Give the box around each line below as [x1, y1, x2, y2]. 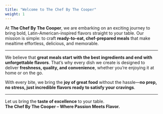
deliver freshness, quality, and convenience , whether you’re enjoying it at [5, 65, 154, 70]
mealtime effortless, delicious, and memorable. [5, 40, 99, 46]
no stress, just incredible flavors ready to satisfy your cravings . [5, 84, 135, 90]
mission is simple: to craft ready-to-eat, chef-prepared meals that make [5, 35, 150, 41]
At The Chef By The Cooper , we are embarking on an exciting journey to [5, 25, 150, 31]
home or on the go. [5, 70, 44, 76]
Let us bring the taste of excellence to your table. [5, 98, 105, 104]
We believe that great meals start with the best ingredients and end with [5, 54, 153, 60]
